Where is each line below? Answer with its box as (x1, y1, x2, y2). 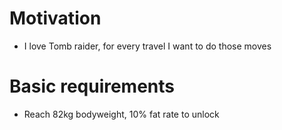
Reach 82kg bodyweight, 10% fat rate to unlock (23, 108, 220, 120)
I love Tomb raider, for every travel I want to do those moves (23, 40, 272, 52)
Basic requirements (9, 75, 176, 98)
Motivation (9, 7, 102, 30)
